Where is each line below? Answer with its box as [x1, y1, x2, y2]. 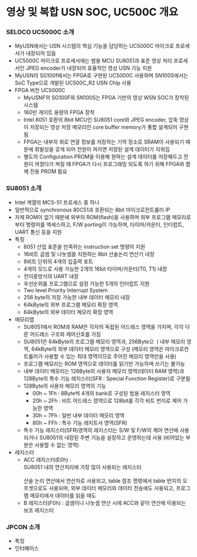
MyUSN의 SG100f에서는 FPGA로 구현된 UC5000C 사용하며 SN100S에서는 [14, 72, 189, 79]
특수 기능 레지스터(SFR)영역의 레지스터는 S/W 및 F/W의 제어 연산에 [23, 426, 179, 434]
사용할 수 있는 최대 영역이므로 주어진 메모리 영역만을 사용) [44, 353, 177, 360]
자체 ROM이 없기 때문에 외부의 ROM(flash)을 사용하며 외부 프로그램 [14, 213, 171, 220]
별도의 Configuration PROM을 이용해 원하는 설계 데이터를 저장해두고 [23, 153, 183, 160]
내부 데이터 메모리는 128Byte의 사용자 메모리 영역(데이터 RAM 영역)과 [23, 367, 185, 374]
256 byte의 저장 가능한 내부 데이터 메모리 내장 [23, 294, 130, 301]
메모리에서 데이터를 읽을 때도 [29, 491, 96, 499]
